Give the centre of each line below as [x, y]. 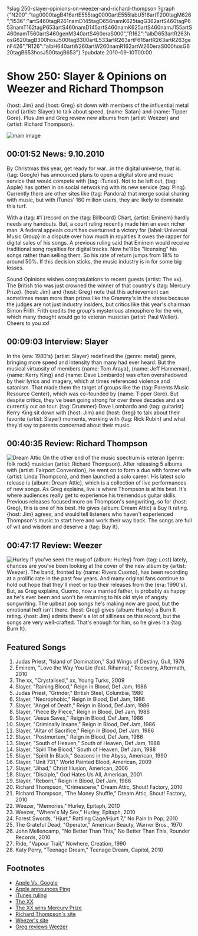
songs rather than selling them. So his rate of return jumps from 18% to [93, 255]
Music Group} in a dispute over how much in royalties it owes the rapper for [98, 236]
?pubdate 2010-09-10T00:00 [117, 52]
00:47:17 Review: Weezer [55, 545]
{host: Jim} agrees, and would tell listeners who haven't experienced [90, 514]
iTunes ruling [31, 895]
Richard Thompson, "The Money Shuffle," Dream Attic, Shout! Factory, [100, 793]
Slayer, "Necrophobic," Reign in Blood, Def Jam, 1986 [80, 699]
